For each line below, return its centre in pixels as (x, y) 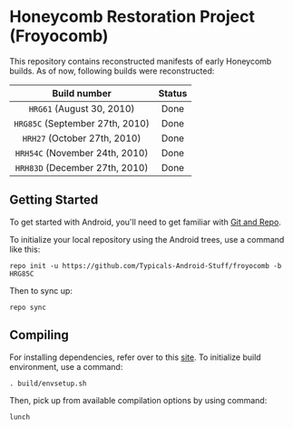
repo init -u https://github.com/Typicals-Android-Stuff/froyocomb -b (146, 265)
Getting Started (54, 200)
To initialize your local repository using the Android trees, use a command (147, 239)
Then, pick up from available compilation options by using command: (138, 400)
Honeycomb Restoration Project (132, 17)
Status (173, 93)
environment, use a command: (66, 366)
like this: (25, 249)
